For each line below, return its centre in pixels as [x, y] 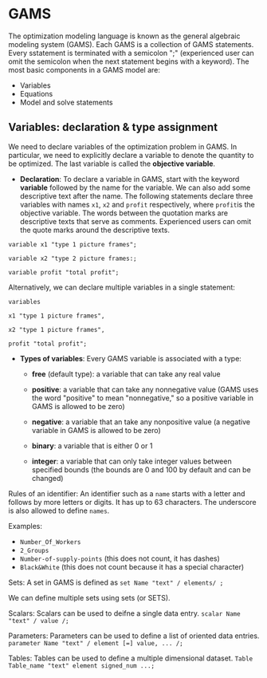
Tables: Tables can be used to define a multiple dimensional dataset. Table [131, 658]
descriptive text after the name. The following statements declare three [136, 195]
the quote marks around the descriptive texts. [94, 230]
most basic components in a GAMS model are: [84, 69]
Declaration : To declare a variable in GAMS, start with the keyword [130, 179]
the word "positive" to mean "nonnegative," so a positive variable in [142, 398]
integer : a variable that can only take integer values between [132, 461]
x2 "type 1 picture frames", [57, 329]
